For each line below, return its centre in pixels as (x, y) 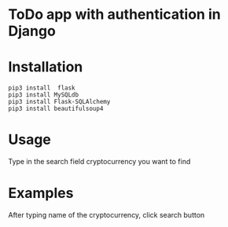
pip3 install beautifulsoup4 (56, 109)
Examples (41, 193)
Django (32, 31)
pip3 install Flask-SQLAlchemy (59, 102)
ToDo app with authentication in (115, 15)
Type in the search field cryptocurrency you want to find (99, 162)
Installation (46, 67)
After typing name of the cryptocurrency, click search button (107, 215)
